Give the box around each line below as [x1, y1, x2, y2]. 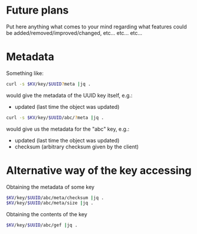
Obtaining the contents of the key [6, 211, 87, 218]
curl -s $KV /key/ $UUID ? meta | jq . [6, 81, 91, 87]
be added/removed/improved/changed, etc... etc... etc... [6, 29, 143, 36]
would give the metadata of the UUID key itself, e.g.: [6, 92, 133, 99]
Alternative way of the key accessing [6, 164, 192, 177]
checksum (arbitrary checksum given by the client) [14, 143, 139, 150]
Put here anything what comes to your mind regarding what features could [6, 23, 187, 30]
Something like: [6, 69, 44, 77]
